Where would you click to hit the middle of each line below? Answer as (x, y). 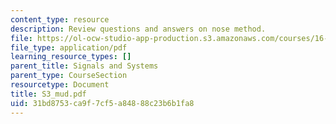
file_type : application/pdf (69, 47)
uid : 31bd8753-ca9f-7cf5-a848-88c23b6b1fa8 (102, 103)
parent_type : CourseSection (69, 76)
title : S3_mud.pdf (48, 94)
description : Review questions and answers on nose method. (138, 29)
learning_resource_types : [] (71, 57)
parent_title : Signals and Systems (84, 66)
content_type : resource (60, 19)
